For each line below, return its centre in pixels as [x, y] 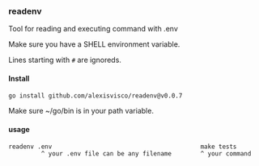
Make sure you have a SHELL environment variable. [94, 44]
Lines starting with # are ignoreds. [65, 60]
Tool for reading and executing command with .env [93, 29]
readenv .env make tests [123, 147]
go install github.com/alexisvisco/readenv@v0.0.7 [96, 95]
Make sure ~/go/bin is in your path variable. [81, 111]
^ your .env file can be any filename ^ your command [146, 154]
